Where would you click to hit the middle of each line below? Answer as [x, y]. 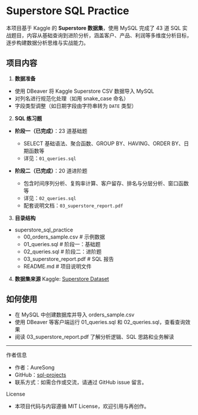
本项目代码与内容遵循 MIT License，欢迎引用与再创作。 [82, 406]
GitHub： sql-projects [40, 375]
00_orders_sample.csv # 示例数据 [64, 237]
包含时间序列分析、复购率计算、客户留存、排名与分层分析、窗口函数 [106, 183]
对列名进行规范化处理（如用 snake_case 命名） [72, 98]
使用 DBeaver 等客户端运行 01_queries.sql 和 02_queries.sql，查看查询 [100, 322]
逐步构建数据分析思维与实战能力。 [47, 43]
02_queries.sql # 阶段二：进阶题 [62, 251]
